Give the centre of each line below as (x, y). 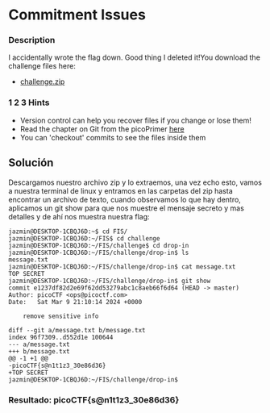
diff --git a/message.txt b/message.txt (77, 330)
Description (32, 40)
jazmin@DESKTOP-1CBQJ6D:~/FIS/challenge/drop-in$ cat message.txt (122, 267)
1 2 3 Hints (29, 102)
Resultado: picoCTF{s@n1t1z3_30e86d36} (94, 399)
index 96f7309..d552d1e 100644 (61, 337)
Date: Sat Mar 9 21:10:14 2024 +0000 (75, 302)
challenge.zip (42, 81)
